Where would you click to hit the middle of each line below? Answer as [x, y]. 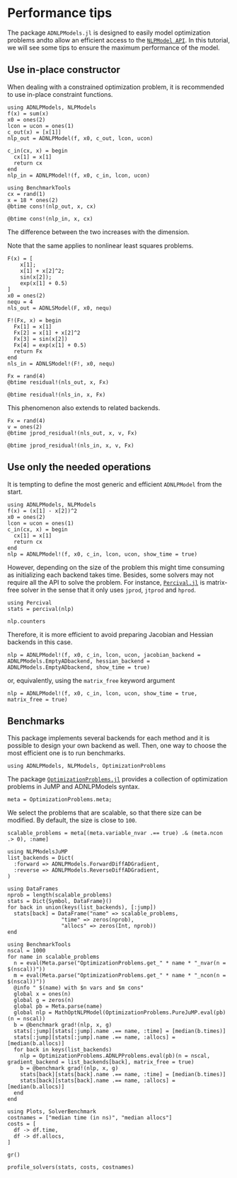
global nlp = [33, 1013]
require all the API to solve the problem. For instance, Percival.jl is [106, 582]
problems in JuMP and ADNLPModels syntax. [74, 787]
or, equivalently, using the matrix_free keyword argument [91, 680]
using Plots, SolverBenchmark [52, 1112]
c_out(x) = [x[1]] [34, 132]
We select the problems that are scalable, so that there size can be [104, 813]
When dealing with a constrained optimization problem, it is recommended [116, 87]
